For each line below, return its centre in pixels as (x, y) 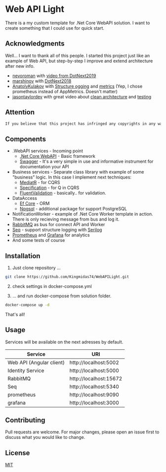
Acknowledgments (35, 44)
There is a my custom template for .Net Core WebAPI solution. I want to (78, 23)
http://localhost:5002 (94, 362)
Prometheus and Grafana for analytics (51, 235)
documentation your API (44, 167)
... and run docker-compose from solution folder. (62, 296)
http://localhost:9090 (94, 394)
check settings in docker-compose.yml (52, 286)
